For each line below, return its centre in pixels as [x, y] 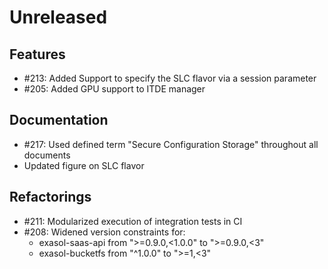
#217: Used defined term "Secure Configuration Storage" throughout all [171, 144]
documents [47, 155]
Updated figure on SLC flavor [84, 165]
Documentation [59, 120]
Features [37, 54]
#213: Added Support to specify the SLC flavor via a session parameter [170, 78]
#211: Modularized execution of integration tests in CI [133, 221]
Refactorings [50, 197]
